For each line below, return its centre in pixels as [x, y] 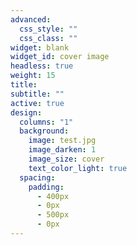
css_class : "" [48, 38]
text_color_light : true [78, 168]
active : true [37, 103]
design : [26, 112]
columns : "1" [46, 122]
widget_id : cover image [60, 57]
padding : [46, 187]
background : [44, 131]
